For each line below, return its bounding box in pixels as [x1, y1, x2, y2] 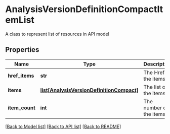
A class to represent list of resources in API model [5, 31, 110, 37]
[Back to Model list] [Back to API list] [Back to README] [5, 123, 121, 129]
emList [5, 14, 34, 26]
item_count [8, 104, 35, 111]
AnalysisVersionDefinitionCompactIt [5, 4, 163, 15]
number [143, 104, 162, 111]
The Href [143, 69, 165, 76]
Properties [5, 45, 39, 54]
